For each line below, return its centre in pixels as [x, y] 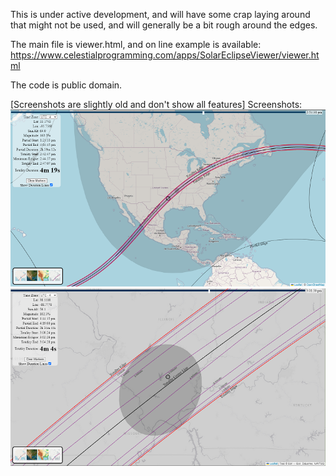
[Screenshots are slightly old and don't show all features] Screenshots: [156, 104]
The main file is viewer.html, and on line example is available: [136, 44]
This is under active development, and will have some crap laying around [160, 14]
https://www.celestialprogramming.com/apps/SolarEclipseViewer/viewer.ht [165, 55]
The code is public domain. [66, 85]
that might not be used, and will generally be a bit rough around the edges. [164, 25]
